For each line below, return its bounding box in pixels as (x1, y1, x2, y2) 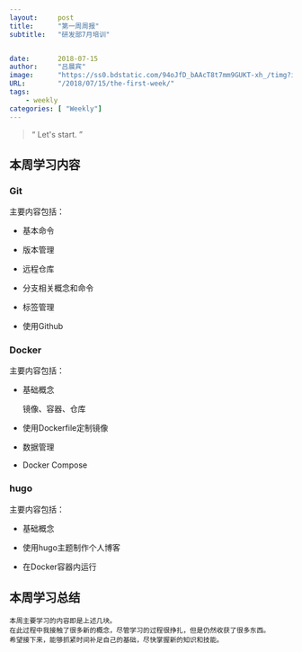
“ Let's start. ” (31, 129, 84, 139)
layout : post (9, 13, 75, 22)
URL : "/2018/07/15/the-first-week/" (9, 79, 175, 88)
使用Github (22, 321, 64, 332)
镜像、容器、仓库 (22, 404, 86, 415)
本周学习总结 (9, 590, 81, 605)
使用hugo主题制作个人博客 (22, 541, 121, 553)
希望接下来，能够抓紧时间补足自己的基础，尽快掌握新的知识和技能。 (9, 635, 224, 644)
